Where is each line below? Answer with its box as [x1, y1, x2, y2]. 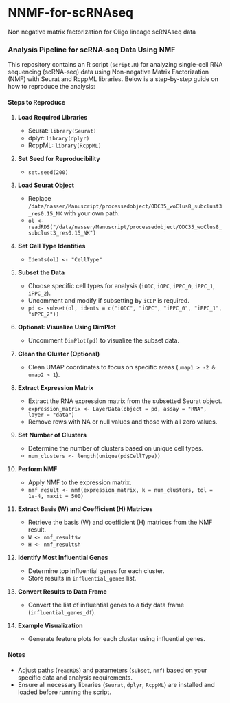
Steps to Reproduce [8, 98, 66, 106]
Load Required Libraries [17, 113, 88, 122]
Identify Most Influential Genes [17, 554, 108, 562]
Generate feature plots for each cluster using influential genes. [27, 635, 205, 643]
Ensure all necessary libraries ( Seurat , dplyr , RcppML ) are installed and [17, 680, 215, 689]
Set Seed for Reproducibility [17, 155, 100, 163]
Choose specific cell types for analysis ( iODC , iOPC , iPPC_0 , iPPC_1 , [27, 282, 216, 290]
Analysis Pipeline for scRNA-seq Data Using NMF [8, 45, 176, 54]
